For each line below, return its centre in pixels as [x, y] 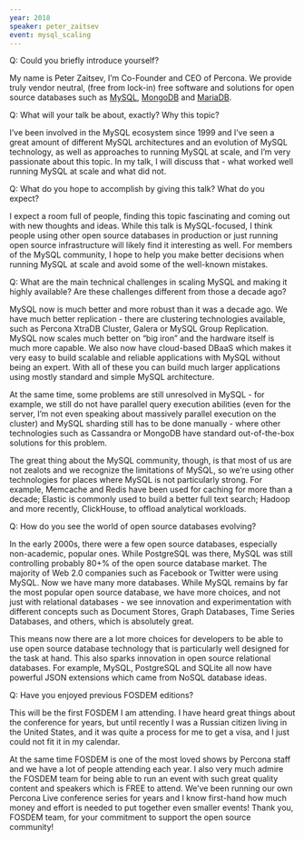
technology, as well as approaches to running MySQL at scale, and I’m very [150, 152]
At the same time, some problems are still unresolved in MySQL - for [137, 395]
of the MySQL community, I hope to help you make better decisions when [147, 255]
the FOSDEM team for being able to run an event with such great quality [144, 779]
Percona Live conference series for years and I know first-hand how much [148, 798]
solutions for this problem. [58, 443]
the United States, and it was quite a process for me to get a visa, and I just [150, 732]
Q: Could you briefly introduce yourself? [84, 61]
